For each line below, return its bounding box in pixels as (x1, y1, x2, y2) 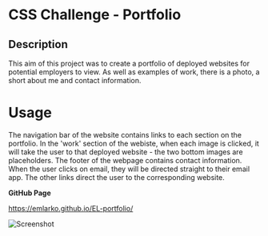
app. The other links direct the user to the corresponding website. (8, 172, 226, 182)
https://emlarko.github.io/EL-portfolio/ (8, 203, 134, 213)
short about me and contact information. (8, 76, 142, 85)
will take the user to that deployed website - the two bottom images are (8, 146, 243, 157)
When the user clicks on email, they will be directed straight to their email (8, 164, 250, 174)
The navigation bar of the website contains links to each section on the (8, 130, 242, 139)
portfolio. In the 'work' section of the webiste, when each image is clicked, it (8, 138, 260, 148)
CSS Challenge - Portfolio (8, 6, 182, 24)
